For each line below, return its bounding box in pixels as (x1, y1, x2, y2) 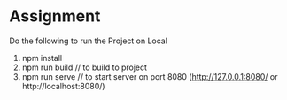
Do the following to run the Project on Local (9, 35, 168, 46)
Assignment (9, 6, 101, 27)
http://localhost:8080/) (21, 81, 105, 91)
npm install (21, 52, 63, 63)
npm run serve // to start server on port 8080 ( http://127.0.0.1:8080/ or (21, 71, 278, 81)
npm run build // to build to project (21, 62, 148, 73)
